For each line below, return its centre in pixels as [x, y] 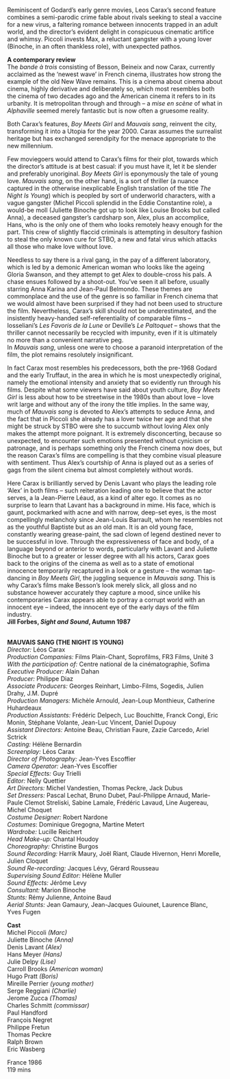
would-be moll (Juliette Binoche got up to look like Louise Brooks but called [114, 210]
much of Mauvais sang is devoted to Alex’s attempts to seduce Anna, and [111, 412]
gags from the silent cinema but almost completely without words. [100, 470]
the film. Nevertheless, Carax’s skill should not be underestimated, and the [112, 311]
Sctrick [17, 737]
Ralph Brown [25, 1042]
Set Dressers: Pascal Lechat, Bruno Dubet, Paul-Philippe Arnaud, [99, 795]
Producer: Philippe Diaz [40, 679]
